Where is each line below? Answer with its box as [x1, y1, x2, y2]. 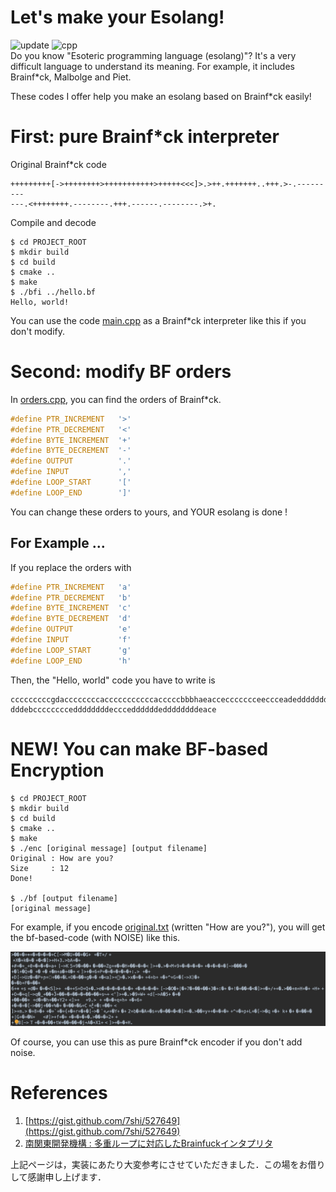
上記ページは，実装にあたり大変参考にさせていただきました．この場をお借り [10, 1158, 326, 1170]
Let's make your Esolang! [10, 6, 225, 29]
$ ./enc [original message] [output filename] [10, 843, 208, 853]
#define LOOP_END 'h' [10, 656, 132, 666]
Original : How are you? [10, 853, 114, 863]
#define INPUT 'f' [10, 635, 132, 645]
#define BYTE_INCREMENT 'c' [10, 603, 132, 613]
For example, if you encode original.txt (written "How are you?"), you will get [10, 921, 326, 933]
